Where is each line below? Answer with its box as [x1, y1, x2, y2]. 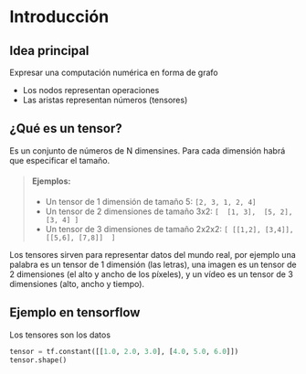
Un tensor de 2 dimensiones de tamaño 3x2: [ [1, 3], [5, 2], [45, 206, 293, 217]
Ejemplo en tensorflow [9, 305, 141, 321]
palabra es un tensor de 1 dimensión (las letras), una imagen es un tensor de [9, 259, 297, 271]
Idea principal [9, 43, 90, 59]
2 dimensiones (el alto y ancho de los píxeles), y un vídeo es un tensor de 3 [9, 269, 294, 280]
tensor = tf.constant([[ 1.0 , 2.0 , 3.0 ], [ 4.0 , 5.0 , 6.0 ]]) [9, 347, 239, 356]
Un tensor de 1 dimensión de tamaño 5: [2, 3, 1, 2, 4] [45, 197, 258, 208]
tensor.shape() [9, 355, 68, 365]
